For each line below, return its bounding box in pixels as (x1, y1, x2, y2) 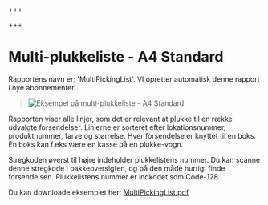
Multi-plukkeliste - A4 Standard (8, 48, 224, 66)
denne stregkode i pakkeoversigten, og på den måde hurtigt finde (8, 163, 225, 173)
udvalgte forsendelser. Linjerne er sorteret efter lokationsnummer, (8, 122, 226, 132)
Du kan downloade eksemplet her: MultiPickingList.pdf (8, 187, 189, 197)
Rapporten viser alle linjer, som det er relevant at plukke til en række (8, 114, 233, 123)
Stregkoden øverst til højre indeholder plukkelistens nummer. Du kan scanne (8, 155, 261, 164)
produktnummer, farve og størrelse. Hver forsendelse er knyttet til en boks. (8, 131, 257, 140)
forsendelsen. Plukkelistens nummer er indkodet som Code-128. (8, 171, 221, 181)
